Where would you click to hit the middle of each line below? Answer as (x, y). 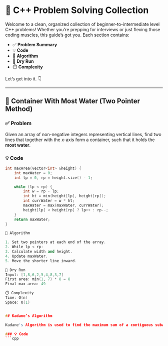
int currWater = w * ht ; (49, 201)
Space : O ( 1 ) (17, 302)
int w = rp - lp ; (41, 191)
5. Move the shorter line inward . (41, 261)
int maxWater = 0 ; (33, 173)
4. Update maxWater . (27, 256)
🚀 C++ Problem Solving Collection (77, 10)
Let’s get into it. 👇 (23, 79)
